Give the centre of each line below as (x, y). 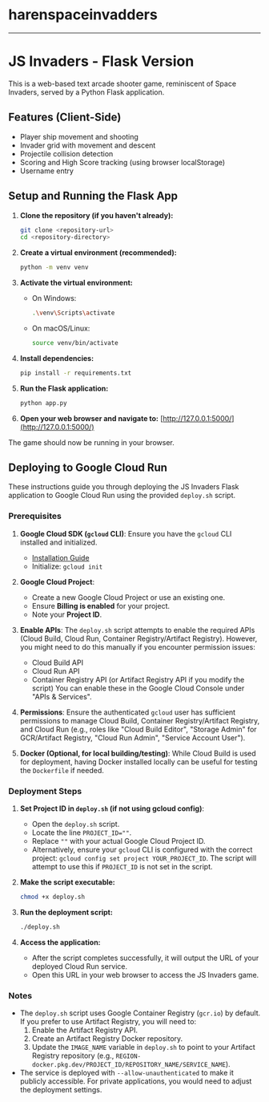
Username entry (47, 171)
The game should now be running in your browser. (91, 442)
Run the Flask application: (64, 388)
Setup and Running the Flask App (93, 196)
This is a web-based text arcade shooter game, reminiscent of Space (122, 83)
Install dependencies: (57, 358)
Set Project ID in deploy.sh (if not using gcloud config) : (112, 808)
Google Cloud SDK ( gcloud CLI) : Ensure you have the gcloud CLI (126, 533)
